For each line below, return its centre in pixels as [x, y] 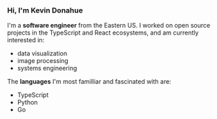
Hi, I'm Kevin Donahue [45, 10]
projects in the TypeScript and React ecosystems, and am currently [103, 33]
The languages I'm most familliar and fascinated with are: [89, 82]
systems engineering [47, 68]
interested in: [26, 40]
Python [27, 102]
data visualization [42, 53]
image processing [43, 61]
